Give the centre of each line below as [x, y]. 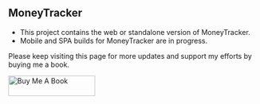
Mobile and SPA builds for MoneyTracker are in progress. [114, 40]
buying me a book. [39, 64]
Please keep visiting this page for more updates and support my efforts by [130, 56]
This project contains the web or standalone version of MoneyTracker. [135, 32]
